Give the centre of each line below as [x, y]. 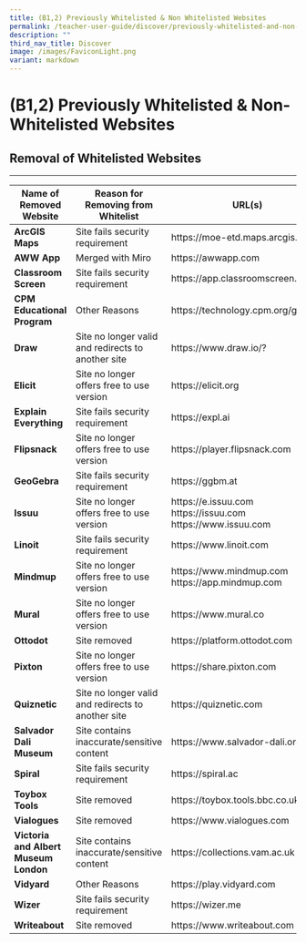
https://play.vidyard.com [224, 884]
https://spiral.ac [205, 774]
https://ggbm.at [205, 481]
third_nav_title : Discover [61, 43]
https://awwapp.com [215, 258]
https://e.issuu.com [213, 502]
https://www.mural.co [218, 614]
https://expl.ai [201, 417]
